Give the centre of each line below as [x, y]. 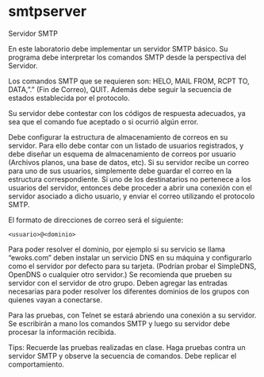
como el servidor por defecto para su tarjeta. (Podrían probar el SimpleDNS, [132, 266]
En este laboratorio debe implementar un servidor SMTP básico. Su [118, 48]
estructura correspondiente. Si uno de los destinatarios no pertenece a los [130, 179]
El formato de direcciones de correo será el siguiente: [96, 220]
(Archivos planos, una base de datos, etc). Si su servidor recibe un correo [129, 162]
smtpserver [48, 12]
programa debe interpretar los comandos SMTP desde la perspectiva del [127, 57]
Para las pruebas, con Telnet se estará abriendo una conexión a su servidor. [132, 315]
